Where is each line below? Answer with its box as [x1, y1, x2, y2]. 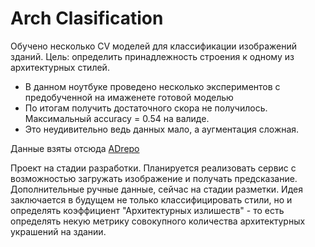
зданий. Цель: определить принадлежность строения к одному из [10, 50, 295, 62]
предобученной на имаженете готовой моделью [24, 91, 234, 103]
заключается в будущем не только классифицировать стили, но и [10, 193, 293, 206]
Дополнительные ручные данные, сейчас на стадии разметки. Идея [10, 183, 303, 195]
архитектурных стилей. [10, 61, 110, 73]
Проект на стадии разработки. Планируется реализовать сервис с [10, 162, 297, 174]
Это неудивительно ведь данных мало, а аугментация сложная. [24, 123, 300, 135]
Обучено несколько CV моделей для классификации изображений [10, 40, 297, 52]
